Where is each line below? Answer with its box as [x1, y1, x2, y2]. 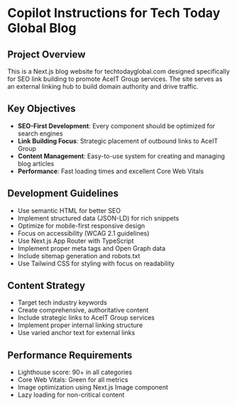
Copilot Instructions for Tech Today [7, 5, 221, 21]
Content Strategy [7, 280, 86, 292]
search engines [17, 129, 63, 138]
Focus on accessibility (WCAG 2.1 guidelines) [17, 229, 150, 237]
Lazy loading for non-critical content [17, 390, 125, 399]
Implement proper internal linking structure [17, 321, 143, 329]
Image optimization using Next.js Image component [17, 383, 169, 392]
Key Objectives [7, 103, 76, 115]
